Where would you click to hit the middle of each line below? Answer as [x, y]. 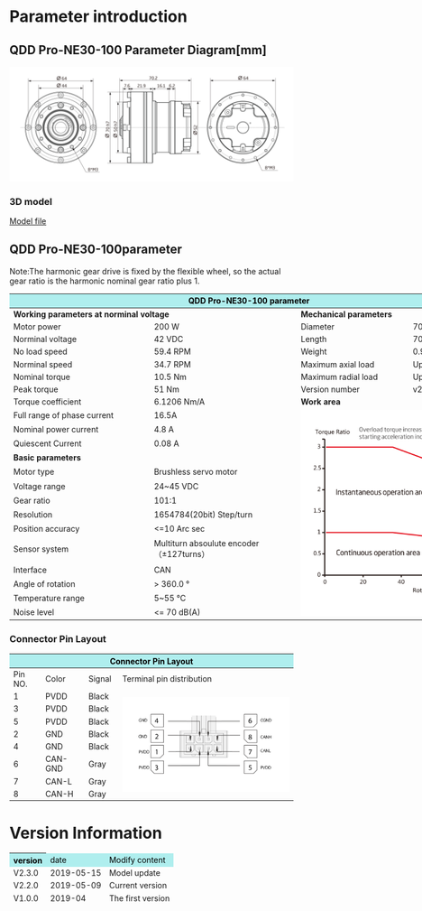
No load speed [40, 352]
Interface [30, 570]
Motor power [37, 326]
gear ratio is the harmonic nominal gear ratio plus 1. [105, 281]
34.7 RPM [172, 364]
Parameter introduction [98, 17]
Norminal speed [43, 364]
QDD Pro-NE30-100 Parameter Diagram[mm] [138, 50]
